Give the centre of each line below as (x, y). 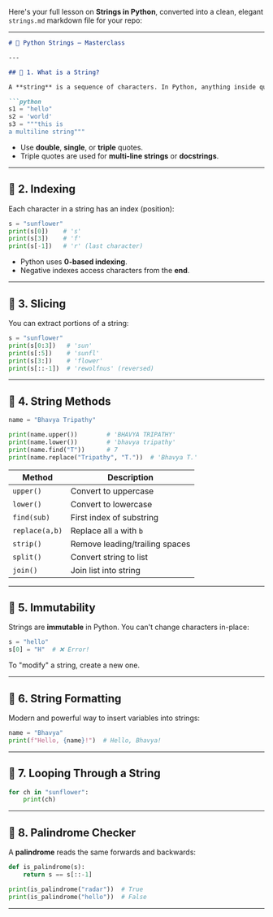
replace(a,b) (38, 530)
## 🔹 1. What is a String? (54, 72)
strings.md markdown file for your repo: (76, 20)
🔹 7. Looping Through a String (84, 774)
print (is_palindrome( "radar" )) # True (76, 889)
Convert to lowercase (111, 504)
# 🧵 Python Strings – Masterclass (67, 43)
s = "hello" (28, 642)
